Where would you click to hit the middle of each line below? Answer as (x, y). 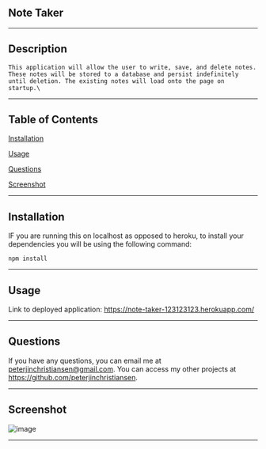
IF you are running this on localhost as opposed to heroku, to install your (126, 236)
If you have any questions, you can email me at (85, 360)
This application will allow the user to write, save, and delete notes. (133, 67)
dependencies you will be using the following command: (100, 244)
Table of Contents (53, 120)
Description (38, 49)
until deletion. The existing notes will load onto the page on (116, 81)
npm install (28, 259)
